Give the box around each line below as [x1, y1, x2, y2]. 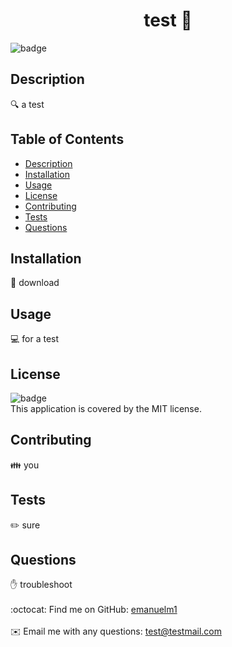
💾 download [10, 277, 60, 289]
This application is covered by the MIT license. [10, 403, 202, 414]
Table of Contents [10, 131, 125, 148]
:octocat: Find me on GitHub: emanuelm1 [10, 604, 178, 616]
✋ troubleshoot [10, 579, 73, 591]
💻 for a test [10, 333, 60, 345]
